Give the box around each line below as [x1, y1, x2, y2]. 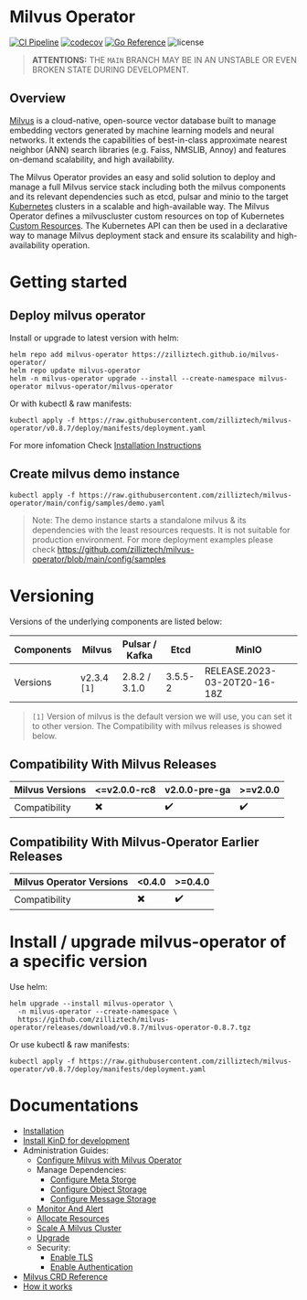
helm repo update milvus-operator [9, 366, 142, 375]
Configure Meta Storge [49, 1174, 137, 1185]
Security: [36, 1242, 71, 1252]
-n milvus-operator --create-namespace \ [17, 1007, 178, 1016]
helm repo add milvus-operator [9, 349, 129, 359]
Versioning [9, 586, 94, 606]
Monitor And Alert [36, 1203, 104, 1214]
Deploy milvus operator [9, 308, 146, 324]
